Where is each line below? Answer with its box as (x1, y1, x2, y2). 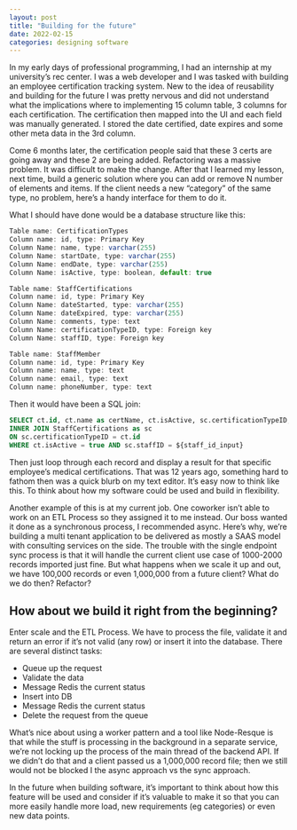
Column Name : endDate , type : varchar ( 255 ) (9, 259, 168, 269)
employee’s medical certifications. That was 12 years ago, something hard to (9, 466, 289, 477)
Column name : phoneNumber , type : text (9, 383, 152, 391)
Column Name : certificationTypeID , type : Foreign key (9, 325, 213, 334)
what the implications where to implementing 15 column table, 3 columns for (9, 99, 288, 111)
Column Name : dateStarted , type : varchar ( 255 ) (9, 301, 184, 310)
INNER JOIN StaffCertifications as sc (9, 423, 152, 433)
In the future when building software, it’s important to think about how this (9, 782, 279, 793)
